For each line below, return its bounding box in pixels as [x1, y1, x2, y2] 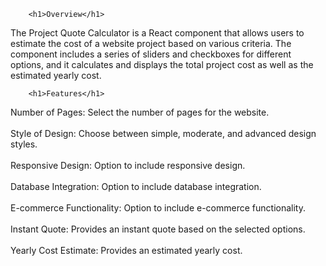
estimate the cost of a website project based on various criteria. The [10, 38, 292, 49]
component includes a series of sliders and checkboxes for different [10, 48, 292, 60]
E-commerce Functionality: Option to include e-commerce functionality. [10, 202, 306, 214]
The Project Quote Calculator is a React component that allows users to [10, 27, 305, 39]
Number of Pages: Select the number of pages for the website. [10, 106, 270, 118]
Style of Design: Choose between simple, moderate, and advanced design [10, 128, 317, 139]
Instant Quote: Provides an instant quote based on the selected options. [10, 223, 306, 235]
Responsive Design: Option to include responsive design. [10, 160, 246, 171]
